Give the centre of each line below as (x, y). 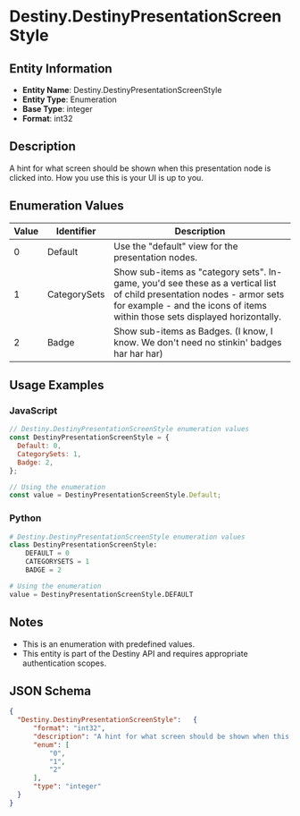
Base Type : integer (58, 109)
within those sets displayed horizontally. (198, 317)
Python (25, 518)
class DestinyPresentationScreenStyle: (83, 545)
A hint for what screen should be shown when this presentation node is (140, 168)
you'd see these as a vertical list (209, 283)
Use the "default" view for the (176, 246)
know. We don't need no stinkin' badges (198, 342)
